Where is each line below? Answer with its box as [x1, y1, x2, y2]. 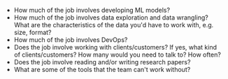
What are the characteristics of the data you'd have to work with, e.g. [13, 21, 214, 29]
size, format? [13, 28, 52, 36]
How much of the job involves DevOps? [13, 36, 128, 44]
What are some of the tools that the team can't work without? [13, 66, 191, 73]
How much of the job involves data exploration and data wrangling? [13, 13, 208, 22]
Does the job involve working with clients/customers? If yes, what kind [13, 43, 218, 51]
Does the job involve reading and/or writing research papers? [13, 58, 191, 66]
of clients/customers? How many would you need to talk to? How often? [13, 50, 222, 59]
